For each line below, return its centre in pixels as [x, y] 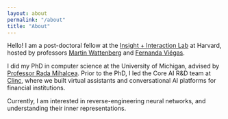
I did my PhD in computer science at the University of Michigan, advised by [113, 66]
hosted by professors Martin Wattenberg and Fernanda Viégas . [96, 53]
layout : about [27, 13]
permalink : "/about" [37, 20]
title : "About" [29, 26]
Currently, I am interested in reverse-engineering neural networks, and [106, 101]
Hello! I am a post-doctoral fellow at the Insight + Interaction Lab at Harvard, [114, 46]
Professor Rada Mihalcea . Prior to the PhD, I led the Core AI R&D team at [109, 73]
